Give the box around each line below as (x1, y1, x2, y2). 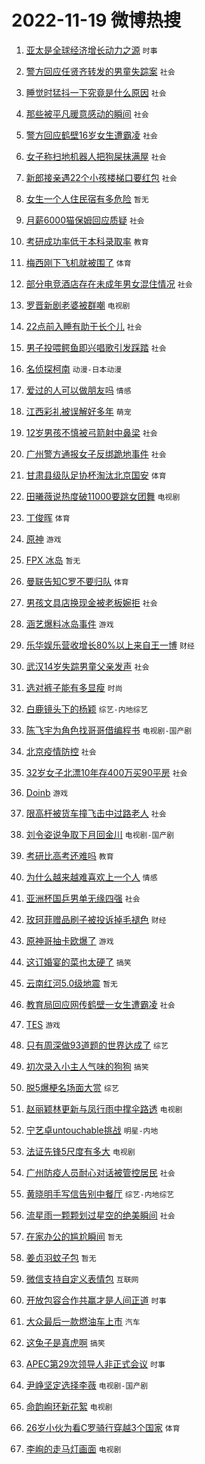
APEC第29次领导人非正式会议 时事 (25, 1357, 166, 1370)
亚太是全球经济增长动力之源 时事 (25, 44, 158, 56)
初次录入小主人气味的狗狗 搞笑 (25, 1060, 149, 1072)
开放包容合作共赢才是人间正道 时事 (25, 1294, 167, 1306)
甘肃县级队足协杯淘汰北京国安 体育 (25, 469, 167, 481)
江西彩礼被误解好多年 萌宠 (25, 405, 132, 417)
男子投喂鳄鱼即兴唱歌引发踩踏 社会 (25, 341, 167, 353)
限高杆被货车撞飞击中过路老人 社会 (25, 807, 167, 819)
